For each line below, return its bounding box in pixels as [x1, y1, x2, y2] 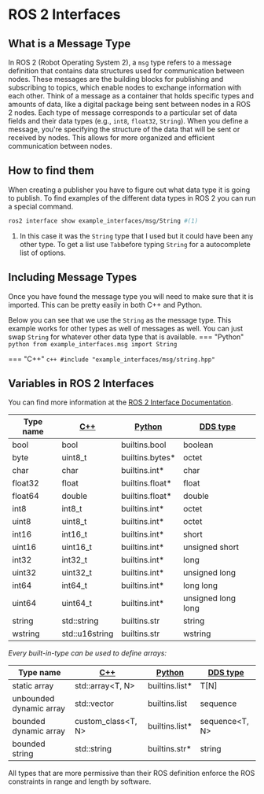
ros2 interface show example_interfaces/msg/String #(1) [8, 216, 199, 225]
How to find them [8, 164, 94, 178]
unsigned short [183, 541, 240, 552]
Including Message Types [8, 271, 137, 284]
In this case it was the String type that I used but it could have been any [19, 231, 254, 241]
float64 [12, 490, 39, 501]
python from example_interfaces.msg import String [8, 340, 178, 348]
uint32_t [61, 567, 93, 578]
